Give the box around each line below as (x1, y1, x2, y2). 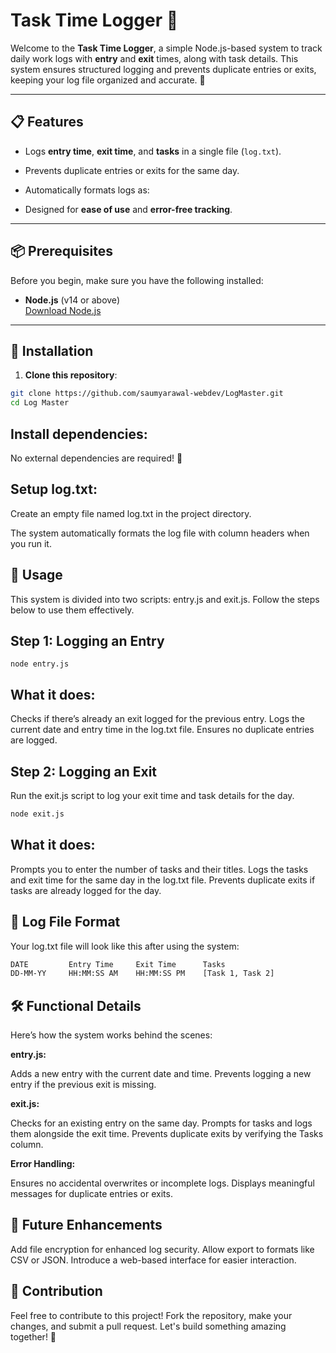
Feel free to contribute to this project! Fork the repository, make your (10, 1309, 293, 1321)
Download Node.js (24, 304, 102, 316)
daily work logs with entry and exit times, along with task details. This (10, 52, 299, 64)
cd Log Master (10, 398, 70, 408)
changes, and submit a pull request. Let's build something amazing (10, 1320, 287, 1332)
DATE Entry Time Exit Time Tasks (10, 959, 226, 969)
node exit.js (10, 809, 65, 819)
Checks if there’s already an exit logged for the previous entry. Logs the (10, 713, 306, 725)
